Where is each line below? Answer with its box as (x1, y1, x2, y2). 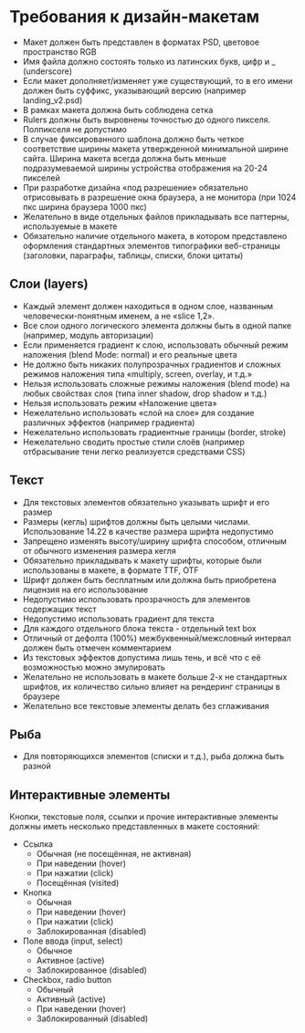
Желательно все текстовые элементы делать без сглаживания (22, 700, 269, 711)
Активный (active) (36, 994, 107, 1005)
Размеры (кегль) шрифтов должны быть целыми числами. (22, 516, 251, 527)
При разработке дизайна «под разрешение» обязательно (22, 182, 248, 193)
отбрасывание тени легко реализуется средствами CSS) (22, 445, 246, 457)
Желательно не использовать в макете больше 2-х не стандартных (22, 671, 288, 682)
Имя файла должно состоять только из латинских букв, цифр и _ (22, 56, 276, 67)
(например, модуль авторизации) (22, 329, 154, 340)
